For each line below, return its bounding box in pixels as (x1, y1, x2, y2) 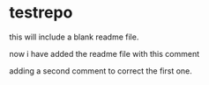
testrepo (9, 3, 73, 23)
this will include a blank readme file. (9, 32, 139, 42)
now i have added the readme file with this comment (9, 48, 200, 59)
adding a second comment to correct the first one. (9, 65, 192, 76)
